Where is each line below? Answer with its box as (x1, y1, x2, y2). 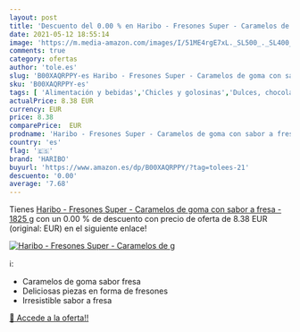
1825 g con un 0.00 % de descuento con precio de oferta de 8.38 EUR (9, 214, 268, 225)
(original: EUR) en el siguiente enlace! (9, 223, 147, 234)
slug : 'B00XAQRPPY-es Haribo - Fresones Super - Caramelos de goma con (9, 72, 281, 81)
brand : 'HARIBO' (9, 154, 70, 164)
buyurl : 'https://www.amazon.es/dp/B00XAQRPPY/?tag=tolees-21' (9, 163, 250, 172)
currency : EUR (9, 105, 62, 114)
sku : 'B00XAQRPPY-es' (9, 80, 90, 89)
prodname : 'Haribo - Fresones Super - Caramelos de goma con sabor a (9, 130, 274, 139)
